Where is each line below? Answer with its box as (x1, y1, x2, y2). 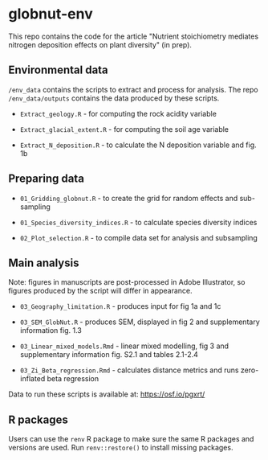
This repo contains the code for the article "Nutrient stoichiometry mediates (8, 31, 259, 41)
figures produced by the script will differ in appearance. (8, 286, 193, 296)
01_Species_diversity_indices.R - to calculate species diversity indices (19, 217, 258, 227)
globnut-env (8, 5, 94, 23)
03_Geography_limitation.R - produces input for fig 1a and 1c (19, 302, 221, 311)
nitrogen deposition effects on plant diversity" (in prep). (8, 39, 193, 49)
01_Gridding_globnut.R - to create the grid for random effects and (19, 193, 238, 203)
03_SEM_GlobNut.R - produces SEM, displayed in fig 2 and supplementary (19, 317, 260, 327)
